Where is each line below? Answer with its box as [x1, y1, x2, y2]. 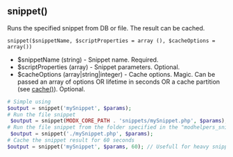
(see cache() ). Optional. [17, 84, 85, 93]
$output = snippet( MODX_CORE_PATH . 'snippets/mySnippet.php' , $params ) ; [10, 118, 228, 124]
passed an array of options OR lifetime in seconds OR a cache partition [17, 77, 221, 86]
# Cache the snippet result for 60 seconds [7, 137, 135, 144]
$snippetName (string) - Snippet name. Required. [17, 55, 159, 64]
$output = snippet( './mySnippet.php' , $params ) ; [10, 131, 154, 138]
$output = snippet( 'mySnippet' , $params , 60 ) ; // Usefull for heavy [7, 143, 209, 150]
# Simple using [7, 98, 51, 105]
